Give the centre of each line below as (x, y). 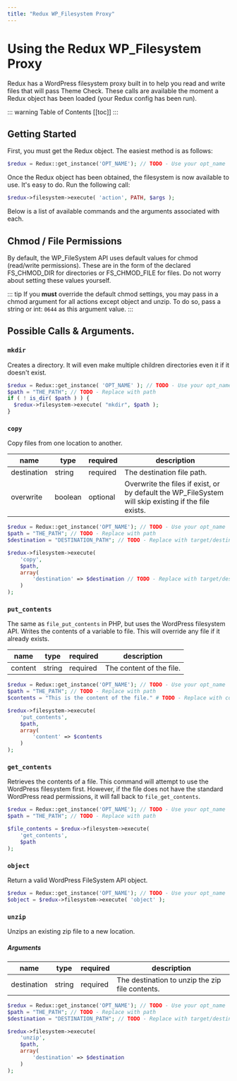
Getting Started (42, 134)
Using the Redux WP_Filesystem (104, 48)
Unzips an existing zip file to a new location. (71, 931)
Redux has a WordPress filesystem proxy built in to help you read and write (116, 83)
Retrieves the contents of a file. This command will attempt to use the (108, 782)
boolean (68, 497)
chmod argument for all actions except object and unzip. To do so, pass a (114, 301)
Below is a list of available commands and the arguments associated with (114, 212)
